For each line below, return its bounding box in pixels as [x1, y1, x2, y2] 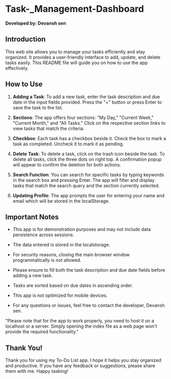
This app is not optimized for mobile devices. [12, 292, 108, 298]
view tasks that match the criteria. [12, 125, 84, 131]
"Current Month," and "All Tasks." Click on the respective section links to [12, 120, 166, 126]
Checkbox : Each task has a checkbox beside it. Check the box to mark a [12, 135, 166, 141]
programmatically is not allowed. [12, 257, 82, 263]
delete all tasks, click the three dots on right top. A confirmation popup [12, 156, 162, 162]
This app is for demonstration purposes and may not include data [12, 226, 151, 233]
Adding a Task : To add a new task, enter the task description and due [12, 93, 160, 100]
